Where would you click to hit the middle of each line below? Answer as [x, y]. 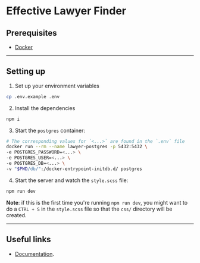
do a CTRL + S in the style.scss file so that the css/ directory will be [89, 209]
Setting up [26, 72]
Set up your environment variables [57, 86]
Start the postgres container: [50, 130]
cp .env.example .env [33, 96]
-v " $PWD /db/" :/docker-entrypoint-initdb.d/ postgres [74, 169]
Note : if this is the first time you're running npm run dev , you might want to [97, 202]
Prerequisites [32, 33]
